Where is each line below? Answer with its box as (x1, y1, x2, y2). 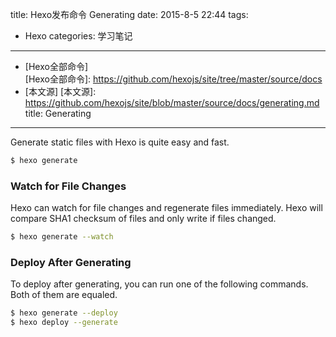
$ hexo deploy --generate (10, 318, 118, 328)
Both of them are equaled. (10, 289, 118, 301)
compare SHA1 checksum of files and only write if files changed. (10, 213, 277, 225)
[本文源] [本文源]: (24, 86, 97, 97)
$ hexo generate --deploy (10, 308, 118, 318)
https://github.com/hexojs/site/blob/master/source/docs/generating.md (24, 97, 320, 108)
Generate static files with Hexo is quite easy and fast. (10, 136, 230, 148)
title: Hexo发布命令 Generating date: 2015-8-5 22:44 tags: (10, 9, 249, 20)
